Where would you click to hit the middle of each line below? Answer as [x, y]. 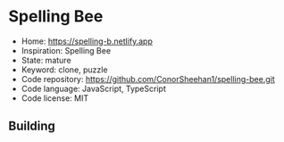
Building [32, 126]
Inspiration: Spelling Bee [66, 50]
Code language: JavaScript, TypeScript [93, 88]
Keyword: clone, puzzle [64, 70]
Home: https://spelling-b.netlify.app [87, 41]
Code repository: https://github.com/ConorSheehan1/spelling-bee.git [148, 79]
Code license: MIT [55, 98]
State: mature [46, 60]
